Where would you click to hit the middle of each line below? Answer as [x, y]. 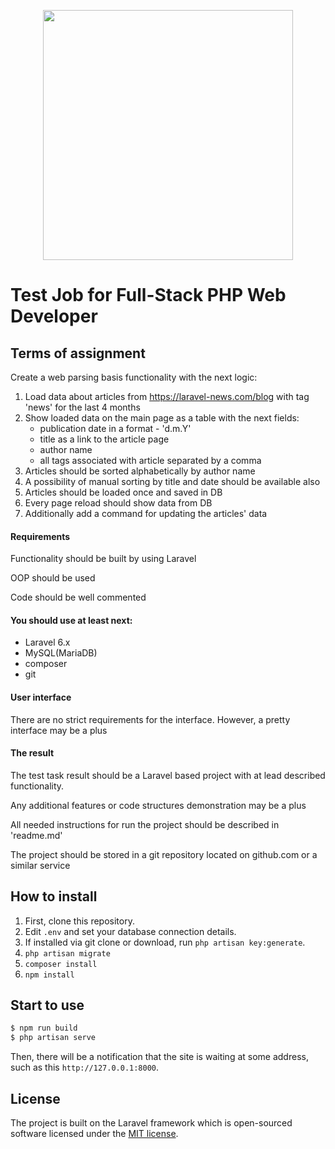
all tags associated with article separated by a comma [150, 460]
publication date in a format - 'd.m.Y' [115, 428]
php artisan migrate [67, 953]
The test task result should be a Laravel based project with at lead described [168, 775]
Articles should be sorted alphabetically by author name [140, 471]
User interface [41, 697]
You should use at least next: [71, 620]
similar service [40, 865]
